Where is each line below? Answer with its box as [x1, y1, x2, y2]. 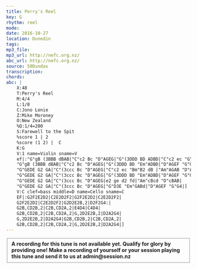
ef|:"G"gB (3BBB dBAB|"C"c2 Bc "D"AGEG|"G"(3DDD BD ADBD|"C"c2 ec [16, 156, 182, 162]
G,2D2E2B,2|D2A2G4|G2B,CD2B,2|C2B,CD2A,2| [16, 216, 122, 222]
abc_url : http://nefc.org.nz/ [6, 58, 80, 63]
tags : [6, 42, 19, 48]
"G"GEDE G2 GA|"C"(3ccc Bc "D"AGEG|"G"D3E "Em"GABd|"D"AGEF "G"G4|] [16, 183, 188, 189]
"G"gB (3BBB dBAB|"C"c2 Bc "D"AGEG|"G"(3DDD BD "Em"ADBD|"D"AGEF [16, 162, 180, 167]
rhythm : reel [6, 19, 38, 25]
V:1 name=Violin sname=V [16, 150, 77, 156]
